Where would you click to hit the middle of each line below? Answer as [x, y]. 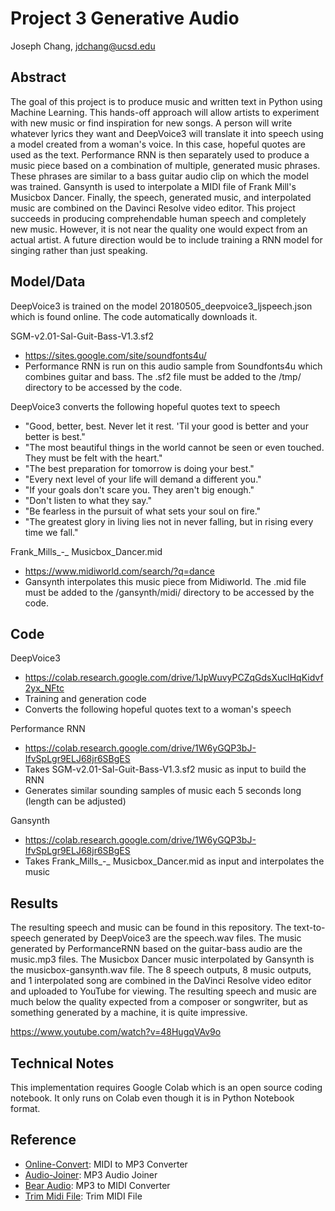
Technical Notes [62, 1063]
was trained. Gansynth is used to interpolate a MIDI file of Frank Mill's [153, 186]
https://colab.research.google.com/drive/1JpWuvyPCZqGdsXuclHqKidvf [174, 678]
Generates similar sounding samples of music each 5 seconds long [163, 791]
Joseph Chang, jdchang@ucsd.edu [83, 46]
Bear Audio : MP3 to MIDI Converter [97, 1185]
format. [25, 1108]
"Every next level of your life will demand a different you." [143, 479]
